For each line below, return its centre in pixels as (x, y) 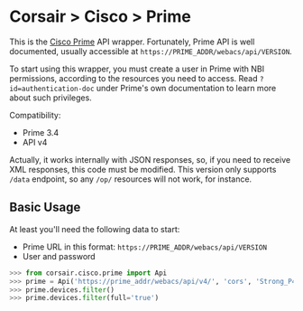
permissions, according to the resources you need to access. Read (134, 78)
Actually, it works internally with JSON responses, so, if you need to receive (150, 159)
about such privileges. (50, 98)
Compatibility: (35, 115)
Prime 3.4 (41, 132)
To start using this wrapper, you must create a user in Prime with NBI (137, 69)
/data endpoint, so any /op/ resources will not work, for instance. (131, 179)
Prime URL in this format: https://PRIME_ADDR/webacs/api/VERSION (145, 247)
